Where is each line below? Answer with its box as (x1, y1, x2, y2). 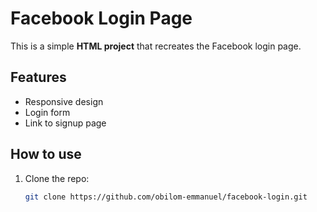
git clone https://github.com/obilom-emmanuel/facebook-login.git (24, 192, 308, 202)
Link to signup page (24, 117, 107, 129)
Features (10, 69, 67, 86)
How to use (10, 146, 82, 163)
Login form (24, 106, 71, 118)
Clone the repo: (24, 172, 90, 184)
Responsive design (24, 95, 104, 107)
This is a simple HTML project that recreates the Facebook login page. (10, 40, 302, 52)
